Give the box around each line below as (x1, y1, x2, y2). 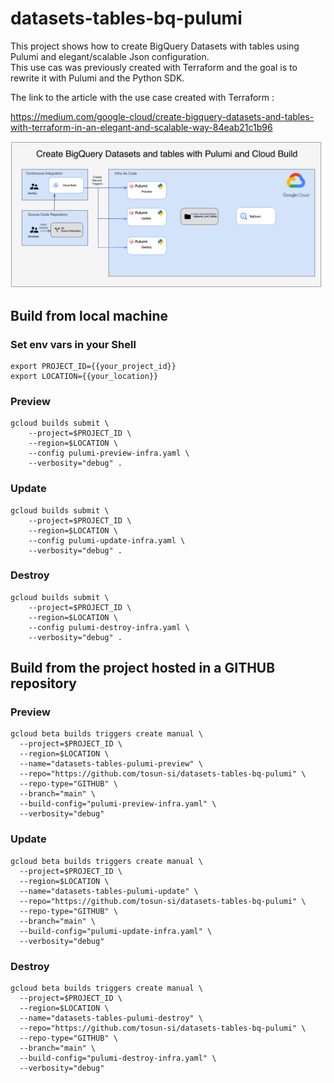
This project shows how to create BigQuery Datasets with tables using (10, 40, 300, 52)
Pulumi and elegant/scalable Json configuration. (10, 50, 210, 62)
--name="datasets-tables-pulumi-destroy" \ (19, 1013, 203, 1024)
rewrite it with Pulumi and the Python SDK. (10, 72, 185, 84)
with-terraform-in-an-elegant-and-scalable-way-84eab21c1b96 (10, 121, 273, 133)
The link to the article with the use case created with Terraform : (10, 91, 275, 103)
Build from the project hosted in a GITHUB (10, 660, 276, 677)
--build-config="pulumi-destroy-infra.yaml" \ (19, 1053, 217, 1064)
